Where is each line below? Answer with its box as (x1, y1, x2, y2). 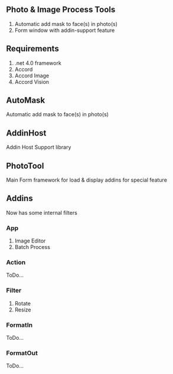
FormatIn (6, 321, 33, 329)
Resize (14, 306, 31, 313)
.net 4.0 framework (14, 59, 62, 67)
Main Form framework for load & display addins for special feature (6, 176, 167, 183)
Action (6, 258, 26, 267)
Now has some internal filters (6, 209, 78, 216)
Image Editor (14, 237, 46, 244)
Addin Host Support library (6, 144, 71, 151)
